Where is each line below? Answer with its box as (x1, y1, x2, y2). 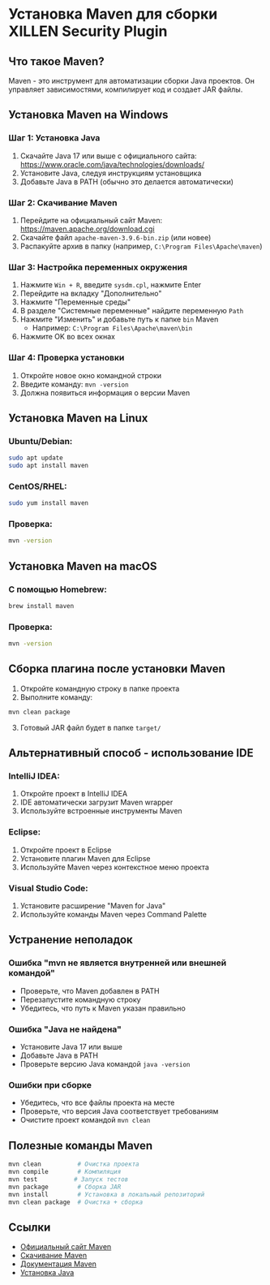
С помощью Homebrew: (8, 584, 107, 595)
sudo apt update (8, 454, 63, 463)
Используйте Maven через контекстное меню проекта (19, 862, 209, 872)
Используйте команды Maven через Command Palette (19, 910, 207, 920)
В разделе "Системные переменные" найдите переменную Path (19, 306, 244, 316)
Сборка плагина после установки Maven (8, 662, 225, 676)
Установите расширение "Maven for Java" (19, 901, 166, 911)
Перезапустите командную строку (19, 994, 141, 1004)
